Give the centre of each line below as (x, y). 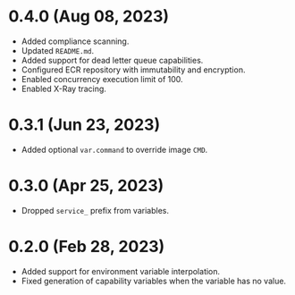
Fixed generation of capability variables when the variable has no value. (154, 281)
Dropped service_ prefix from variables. (95, 210)
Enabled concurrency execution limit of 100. (102, 79)
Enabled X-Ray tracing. (63, 88)
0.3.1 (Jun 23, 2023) (84, 125)
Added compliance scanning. (75, 41)
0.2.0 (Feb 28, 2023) (87, 247)
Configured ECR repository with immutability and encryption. (133, 70)
